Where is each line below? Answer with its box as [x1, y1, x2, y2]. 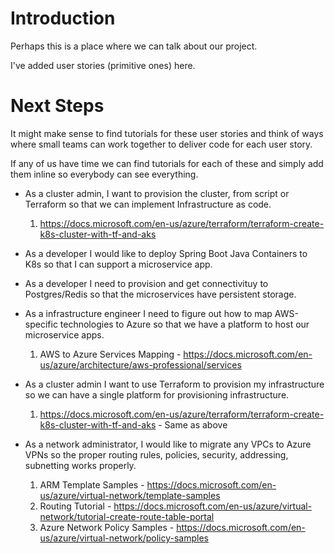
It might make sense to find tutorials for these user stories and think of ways [10, 127, 324, 139]
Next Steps [10, 95, 105, 117]
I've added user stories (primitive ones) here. [10, 59, 196, 71]
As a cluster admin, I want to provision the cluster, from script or [24, 187, 290, 199]
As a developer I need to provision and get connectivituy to [24, 277, 269, 289]
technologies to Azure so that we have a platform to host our [59, 318, 310, 330]
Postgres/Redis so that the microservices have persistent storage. [24, 288, 297, 300]
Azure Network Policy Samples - [39, 521, 175, 533]
